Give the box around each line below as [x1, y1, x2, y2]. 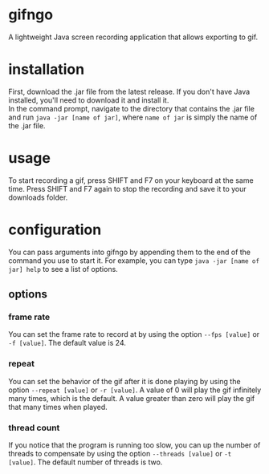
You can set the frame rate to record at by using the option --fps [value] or [8, 330, 260, 339]
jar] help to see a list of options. [8, 264, 118, 273]
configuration [8, 221, 102, 238]
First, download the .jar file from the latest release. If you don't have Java [8, 87, 251, 96]
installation [8, 60, 85, 79]
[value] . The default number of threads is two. [8, 457, 163, 467]
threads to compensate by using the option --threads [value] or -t [8, 449, 232, 459]
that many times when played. [8, 402, 108, 411]
